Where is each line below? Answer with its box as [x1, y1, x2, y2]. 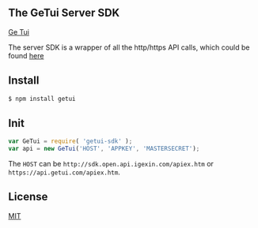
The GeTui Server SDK [8, 6, 120, 20]
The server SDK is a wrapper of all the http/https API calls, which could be [8, 43, 250, 52]
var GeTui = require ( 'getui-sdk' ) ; [8, 137, 133, 145]
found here [8, 50, 44, 60]
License [8, 190, 48, 204]
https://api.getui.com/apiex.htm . [8, 167, 120, 177]
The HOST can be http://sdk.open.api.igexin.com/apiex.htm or [8, 159, 214, 169]
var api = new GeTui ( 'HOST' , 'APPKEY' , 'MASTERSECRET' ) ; [8, 145, 200, 153]
